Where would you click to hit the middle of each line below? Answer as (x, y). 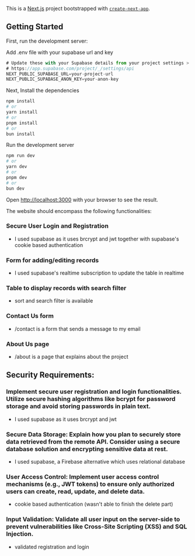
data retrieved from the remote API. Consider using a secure (93, 441)
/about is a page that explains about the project (71, 357)
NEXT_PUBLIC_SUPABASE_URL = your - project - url (60, 74)
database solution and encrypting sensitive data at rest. (87, 449)
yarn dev (17, 167)
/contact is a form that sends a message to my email (78, 329)
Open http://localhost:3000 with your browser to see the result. (82, 200)
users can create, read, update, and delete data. (75, 491)
